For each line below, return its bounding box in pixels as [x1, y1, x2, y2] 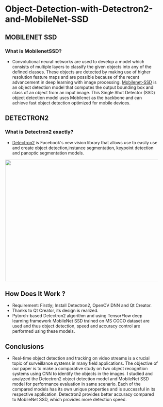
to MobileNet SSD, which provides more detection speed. [12, 397, 127, 403]
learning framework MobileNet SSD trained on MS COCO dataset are [12, 318, 150, 324]
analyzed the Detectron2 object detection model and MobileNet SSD [12, 376, 149, 382]
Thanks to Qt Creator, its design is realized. [12, 307, 98, 314]
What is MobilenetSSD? [5, 48, 62, 54]
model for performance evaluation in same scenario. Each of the [12, 381, 141, 387]
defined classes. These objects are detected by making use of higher [12, 69, 151, 75]
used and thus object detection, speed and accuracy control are [12, 323, 141, 329]
